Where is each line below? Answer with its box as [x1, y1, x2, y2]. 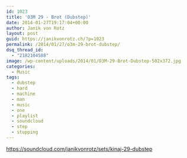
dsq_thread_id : [6, 47, 44, 53]
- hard [11, 85, 28, 91]
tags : [6, 74, 20, 80]
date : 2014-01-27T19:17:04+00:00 [6, 19, 89, 25]
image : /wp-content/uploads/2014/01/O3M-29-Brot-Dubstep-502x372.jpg [6, 58, 182, 64]
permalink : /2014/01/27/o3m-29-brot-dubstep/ [6, 42, 120, 48]
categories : [6, 63, 36, 70]
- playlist [11, 113, 38, 119]
